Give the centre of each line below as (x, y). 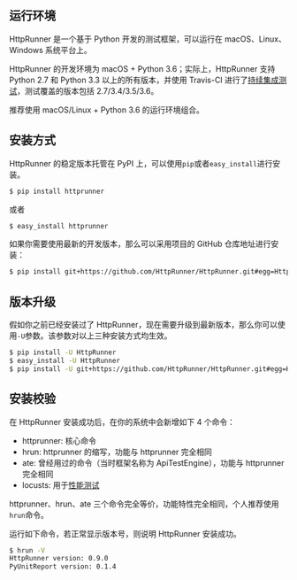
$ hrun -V (27, 550)
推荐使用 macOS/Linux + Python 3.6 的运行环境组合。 (107, 110)
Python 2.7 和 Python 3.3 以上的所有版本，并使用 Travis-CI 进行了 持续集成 (144, 80)
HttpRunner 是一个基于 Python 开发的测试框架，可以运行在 (116, 39)
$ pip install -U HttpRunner (63, 352)
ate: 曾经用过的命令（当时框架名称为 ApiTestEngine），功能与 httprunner (153, 462)
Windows (27, 50)
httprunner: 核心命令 (59, 440)
